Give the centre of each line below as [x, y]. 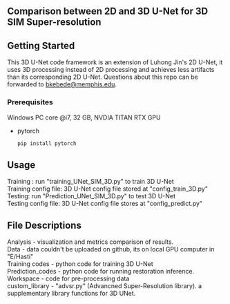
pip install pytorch [47, 143]
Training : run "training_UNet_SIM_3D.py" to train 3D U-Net [90, 182]
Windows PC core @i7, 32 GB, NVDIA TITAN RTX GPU [84, 117]
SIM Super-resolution [54, 22]
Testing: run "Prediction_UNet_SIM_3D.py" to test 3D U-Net [92, 196]
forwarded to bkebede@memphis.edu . [62, 84]
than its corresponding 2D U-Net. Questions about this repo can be [103, 77]
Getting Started [41, 45]
